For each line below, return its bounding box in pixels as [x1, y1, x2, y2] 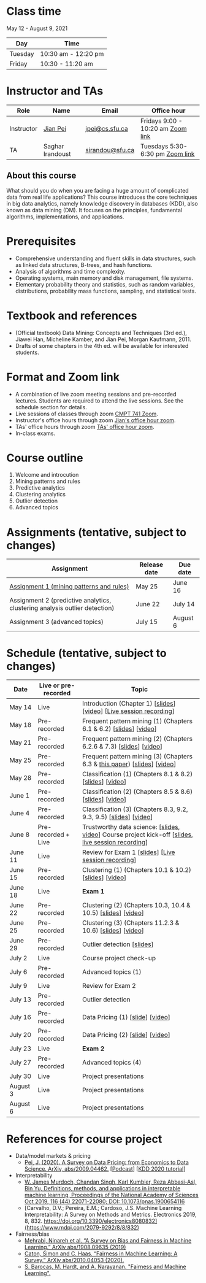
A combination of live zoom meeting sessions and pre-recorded [15, 390, 177, 398]
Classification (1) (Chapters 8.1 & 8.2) [82, 770, 193, 779]
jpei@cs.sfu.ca [85, 124, 128, 133]
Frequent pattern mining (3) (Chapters [82, 752, 193, 761]
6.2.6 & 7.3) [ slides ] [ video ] [82, 742, 162, 751]
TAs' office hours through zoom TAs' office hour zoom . [15, 423, 154, 430]
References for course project [6, 1132, 162, 1146]
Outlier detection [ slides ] [82, 940, 154, 949]
